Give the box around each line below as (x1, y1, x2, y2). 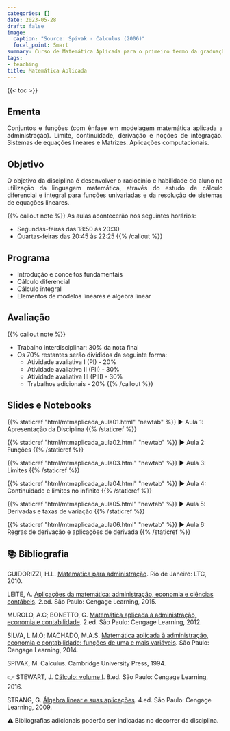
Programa (7, 252, 50, 264)
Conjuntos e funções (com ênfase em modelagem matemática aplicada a (7, 124, 223, 132)
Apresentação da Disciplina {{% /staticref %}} (7, 425, 137, 433)
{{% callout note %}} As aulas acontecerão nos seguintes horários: (7, 211, 196, 220)
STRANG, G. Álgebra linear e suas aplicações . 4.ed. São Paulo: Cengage (7, 696, 212, 704)
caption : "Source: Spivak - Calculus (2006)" (13, 36, 146, 42)
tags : (7, 55, 23, 62)
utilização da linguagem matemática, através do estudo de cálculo (7, 184, 223, 192)
